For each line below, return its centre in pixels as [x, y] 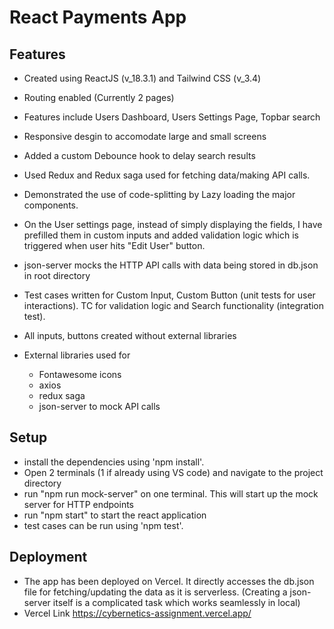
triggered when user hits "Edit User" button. [114, 245]
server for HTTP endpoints [79, 504]
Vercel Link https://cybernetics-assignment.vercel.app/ [137, 613]
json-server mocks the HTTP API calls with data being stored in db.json [171, 265]
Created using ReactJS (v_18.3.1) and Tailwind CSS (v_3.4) [142, 78]
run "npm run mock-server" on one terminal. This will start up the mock [171, 493]
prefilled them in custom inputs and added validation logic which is [161, 235]
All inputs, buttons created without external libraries [130, 335]
